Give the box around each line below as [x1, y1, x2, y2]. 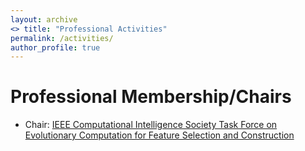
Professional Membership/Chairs [10, 86, 292, 108]
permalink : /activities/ [10, 33, 114, 43]
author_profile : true [10, 42, 101, 53]
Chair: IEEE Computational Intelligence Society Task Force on [24, 119, 278, 131]
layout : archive [10, 14, 78, 25]
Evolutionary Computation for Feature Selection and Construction [24, 129, 295, 141]
